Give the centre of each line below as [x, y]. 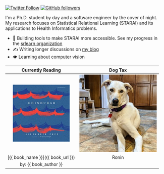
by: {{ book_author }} [41, 164]
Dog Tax [118, 70]
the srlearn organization [37, 43]
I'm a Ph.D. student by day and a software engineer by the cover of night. [81, 17]
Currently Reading [41, 70]
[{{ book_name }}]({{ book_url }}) [41, 157]
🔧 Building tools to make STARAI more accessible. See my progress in [85, 38]
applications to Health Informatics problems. [51, 28]
